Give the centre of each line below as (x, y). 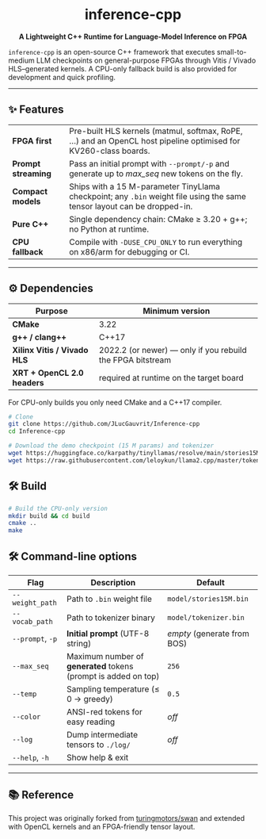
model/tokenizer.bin (206, 617)
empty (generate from (208, 634)
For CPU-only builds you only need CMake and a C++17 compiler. (115, 402)
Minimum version (176, 311)
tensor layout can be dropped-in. (131, 206)
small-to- (232, 52)
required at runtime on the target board (171, 377)
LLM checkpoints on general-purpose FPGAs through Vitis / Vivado (146, 60)
